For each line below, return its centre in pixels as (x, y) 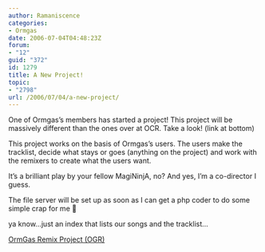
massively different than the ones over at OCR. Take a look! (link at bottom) (132, 128)
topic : (19, 82)
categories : (28, 23)
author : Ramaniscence (44, 16)
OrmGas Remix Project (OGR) (57, 239)
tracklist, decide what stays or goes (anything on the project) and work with (132, 152)
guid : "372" (28, 61)
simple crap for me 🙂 (43, 209)
